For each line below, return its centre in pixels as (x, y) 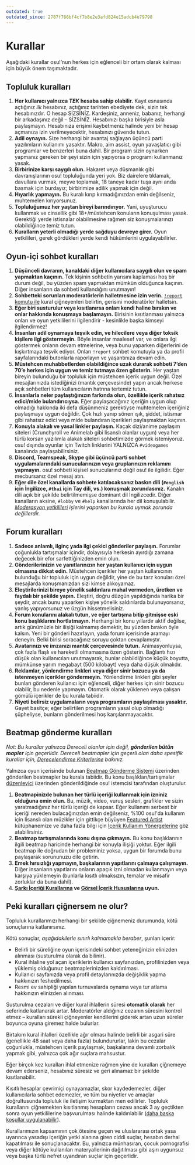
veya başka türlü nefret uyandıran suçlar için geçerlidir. (72, 1156)
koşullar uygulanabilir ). (33, 1119)
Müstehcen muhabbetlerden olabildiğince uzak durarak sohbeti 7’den (101, 364)
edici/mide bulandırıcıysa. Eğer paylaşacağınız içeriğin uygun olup (95, 402)
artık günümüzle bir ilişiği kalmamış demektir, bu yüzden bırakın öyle (97, 627)
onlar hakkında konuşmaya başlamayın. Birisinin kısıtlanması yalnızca (100, 314)
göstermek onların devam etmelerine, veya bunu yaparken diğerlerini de (101, 345)
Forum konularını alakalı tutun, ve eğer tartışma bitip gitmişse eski (96, 614)
